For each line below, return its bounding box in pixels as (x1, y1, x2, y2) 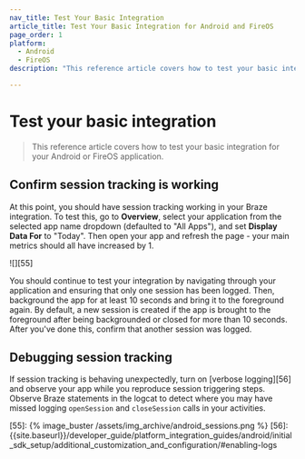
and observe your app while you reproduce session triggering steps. (9, 384, 266, 394)
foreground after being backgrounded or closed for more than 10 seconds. (9, 314, 288, 324)
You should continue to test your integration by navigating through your (9, 274, 277, 286)
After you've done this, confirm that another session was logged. (9, 324, 252, 334)
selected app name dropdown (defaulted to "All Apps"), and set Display (9, 220, 278, 232)
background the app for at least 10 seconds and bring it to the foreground (9, 294, 284, 305)
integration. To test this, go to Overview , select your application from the (9, 211, 282, 222)
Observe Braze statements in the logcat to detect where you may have (9, 393, 273, 404)
